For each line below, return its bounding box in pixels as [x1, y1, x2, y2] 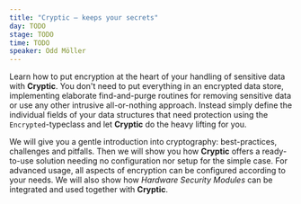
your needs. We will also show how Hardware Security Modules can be [9, 174, 273, 185]
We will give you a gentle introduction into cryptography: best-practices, [9, 137, 278, 147]
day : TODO [9, 22, 47, 31]
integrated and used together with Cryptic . [9, 184, 169, 195]
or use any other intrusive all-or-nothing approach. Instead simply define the [9, 100, 293, 111]
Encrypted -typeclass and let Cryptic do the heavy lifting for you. [9, 119, 247, 130]
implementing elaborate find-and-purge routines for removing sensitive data [9, 91, 292, 102]
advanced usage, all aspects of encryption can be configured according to [9, 165, 286, 176]
